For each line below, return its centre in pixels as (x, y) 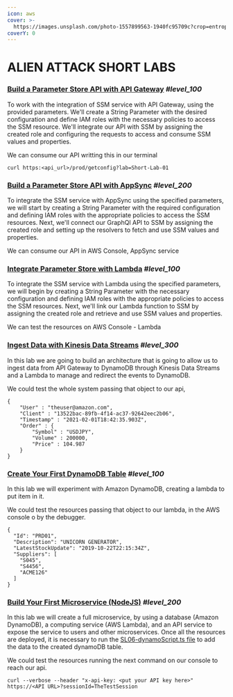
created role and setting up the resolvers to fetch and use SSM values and (113, 230)
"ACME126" (34, 572)
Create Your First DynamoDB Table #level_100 (86, 473)
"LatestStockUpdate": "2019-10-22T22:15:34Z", (82, 548)
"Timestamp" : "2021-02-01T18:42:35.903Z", (84, 420)
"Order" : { (37, 425)
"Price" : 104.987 (59, 444)
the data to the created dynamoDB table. (65, 647)
